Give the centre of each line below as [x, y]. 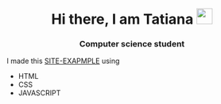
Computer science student [132, 44]
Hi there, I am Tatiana [122, 19]
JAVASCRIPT [39, 93]
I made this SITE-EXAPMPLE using [63, 61]
